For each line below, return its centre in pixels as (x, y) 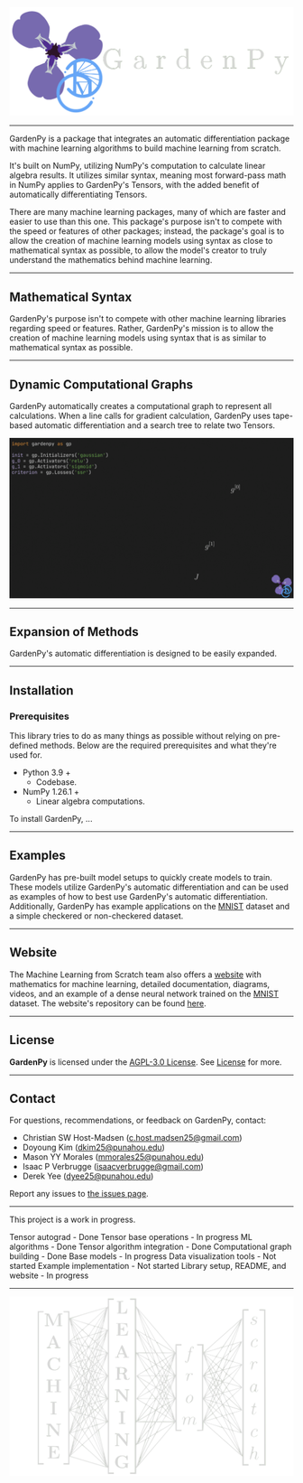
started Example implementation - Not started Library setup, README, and (148, 1266)
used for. (26, 755)
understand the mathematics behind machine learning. (111, 260)
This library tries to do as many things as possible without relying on (136, 736)
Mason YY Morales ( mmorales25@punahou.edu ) (113, 1157)
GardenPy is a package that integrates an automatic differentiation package (150, 139)
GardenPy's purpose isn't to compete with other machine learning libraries (148, 319)
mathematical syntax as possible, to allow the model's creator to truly (138, 250)
